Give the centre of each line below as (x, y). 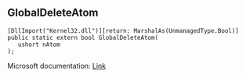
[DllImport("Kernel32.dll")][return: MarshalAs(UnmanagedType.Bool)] (123, 30)
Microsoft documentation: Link (57, 66)
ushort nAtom (39, 44)
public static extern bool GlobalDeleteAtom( (83, 37)
